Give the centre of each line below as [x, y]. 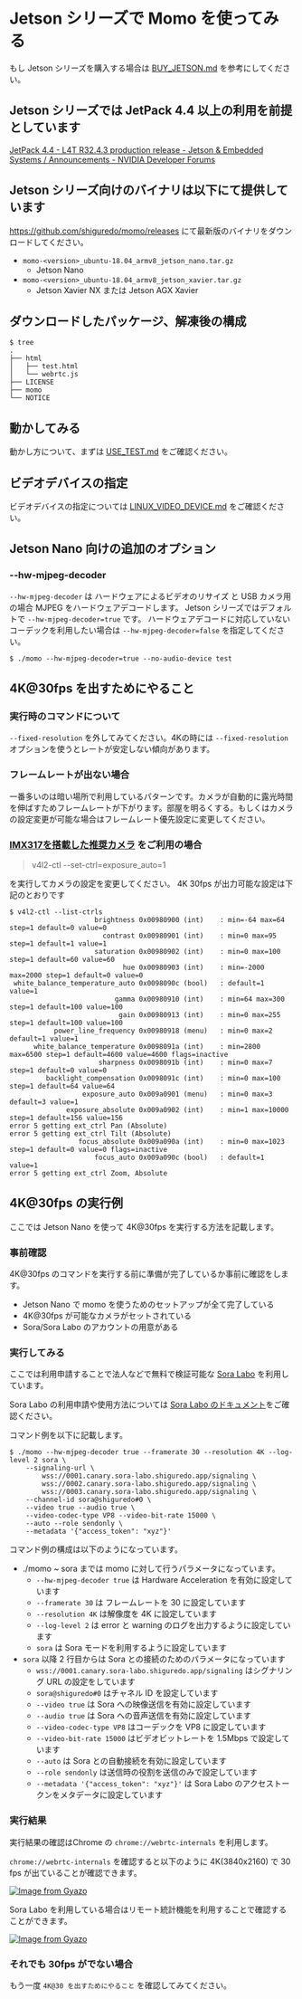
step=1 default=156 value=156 [66, 1118]
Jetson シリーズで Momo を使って [137, 19]
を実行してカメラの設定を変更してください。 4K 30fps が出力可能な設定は [147, 883]
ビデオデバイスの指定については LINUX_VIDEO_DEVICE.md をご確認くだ [143, 506]
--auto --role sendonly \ [75, 1524]
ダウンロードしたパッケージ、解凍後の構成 [128, 321]
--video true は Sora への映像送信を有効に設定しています [143, 1704]
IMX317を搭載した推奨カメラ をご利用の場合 [106, 844]
